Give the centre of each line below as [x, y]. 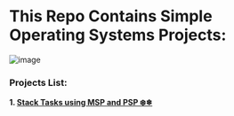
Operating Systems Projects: [118, 35]
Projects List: [38, 82]
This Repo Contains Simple [111, 16]
